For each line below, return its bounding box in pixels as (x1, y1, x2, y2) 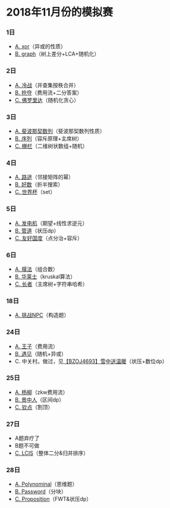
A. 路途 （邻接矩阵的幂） (14, 174, 74, 181)
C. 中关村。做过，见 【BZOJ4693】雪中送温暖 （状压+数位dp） (14, 358, 168, 365)
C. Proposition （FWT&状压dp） (14, 495, 92, 503)
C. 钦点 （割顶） (14, 404, 53, 411)
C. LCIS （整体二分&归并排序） (14, 449, 89, 457)
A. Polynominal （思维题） (14, 481, 78, 488)
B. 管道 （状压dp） (14, 227, 59, 234)
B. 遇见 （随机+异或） (14, 350, 67, 357)
